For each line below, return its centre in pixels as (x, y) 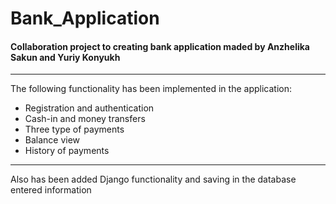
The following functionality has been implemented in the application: (151, 89)
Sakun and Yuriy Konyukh (65, 57)
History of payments (67, 151)
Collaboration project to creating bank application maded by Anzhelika (160, 46)
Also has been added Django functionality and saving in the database (153, 179)
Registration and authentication (89, 108)
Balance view (52, 140)
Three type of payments (74, 129)
